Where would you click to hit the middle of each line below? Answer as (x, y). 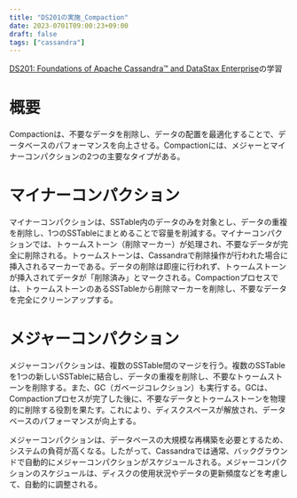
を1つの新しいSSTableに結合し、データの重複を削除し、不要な (123, 377)
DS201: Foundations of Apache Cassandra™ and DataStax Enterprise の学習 (146, 68)
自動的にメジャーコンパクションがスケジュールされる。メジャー (141, 462)
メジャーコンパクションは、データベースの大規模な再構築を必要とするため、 (148, 440)
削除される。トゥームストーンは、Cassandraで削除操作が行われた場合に (156, 255)
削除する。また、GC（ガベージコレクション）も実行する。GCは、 (152, 388)
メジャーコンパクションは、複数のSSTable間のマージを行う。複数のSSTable (147, 365)
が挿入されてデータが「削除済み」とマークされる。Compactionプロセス (140, 277)
